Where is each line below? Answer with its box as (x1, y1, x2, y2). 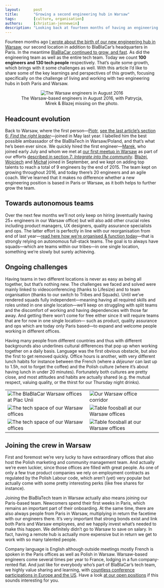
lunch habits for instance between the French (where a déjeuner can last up (5, 358, 158, 364)
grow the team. (5, 185, 36, 191)
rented (5, 562, 19, 568)
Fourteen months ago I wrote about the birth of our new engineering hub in (5, 39, 156, 45)
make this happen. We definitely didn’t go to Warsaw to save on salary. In (5, 526, 152, 532)
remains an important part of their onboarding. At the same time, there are (5, 506, 154, 511)
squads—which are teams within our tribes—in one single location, (5, 243, 140, 249)
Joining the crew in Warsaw (5, 441, 91, 449)
